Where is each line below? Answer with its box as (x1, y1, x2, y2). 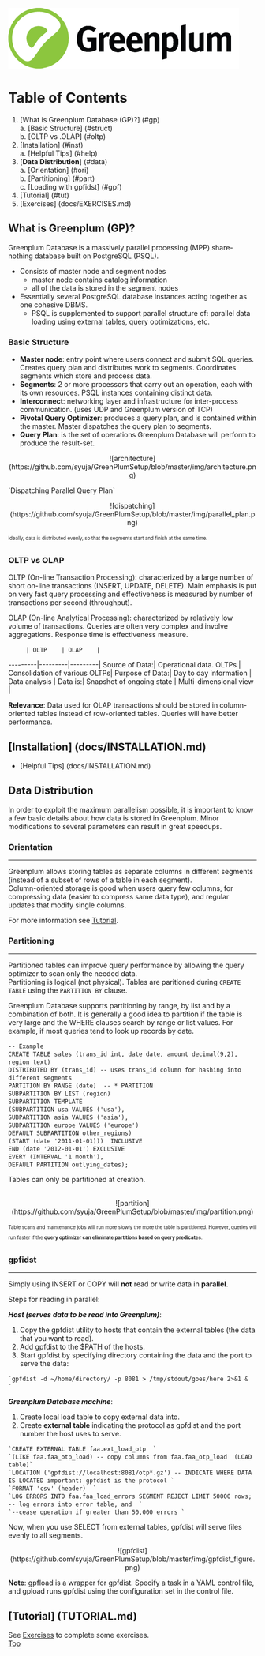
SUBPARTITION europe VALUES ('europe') (8, 1121, 140, 1129)
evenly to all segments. (8, 1530, 84, 1540)
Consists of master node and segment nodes (19, 266, 166, 276)
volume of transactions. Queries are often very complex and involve (8, 621, 229, 631)
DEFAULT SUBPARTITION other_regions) (8, 1129, 132, 1137)
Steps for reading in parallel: (8, 1295, 100, 1305)
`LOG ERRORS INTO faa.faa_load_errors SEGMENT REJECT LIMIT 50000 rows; (8, 1493, 252, 1500)
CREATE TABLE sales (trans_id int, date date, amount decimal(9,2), (8, 1050, 238, 1058)
